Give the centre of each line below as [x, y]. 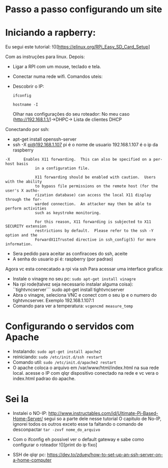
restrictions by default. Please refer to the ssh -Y [94, 231]
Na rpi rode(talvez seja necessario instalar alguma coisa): [73, 284]
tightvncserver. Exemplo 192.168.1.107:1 [53, 301]
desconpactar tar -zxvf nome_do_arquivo [56, 430]
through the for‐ [24, 200]
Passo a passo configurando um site [84, 9]
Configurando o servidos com [70, 327]
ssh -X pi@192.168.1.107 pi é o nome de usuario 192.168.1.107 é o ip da [85, 145]
